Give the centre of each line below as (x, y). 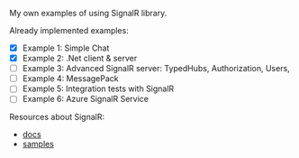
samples (38, 144)
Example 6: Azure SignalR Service (85, 99)
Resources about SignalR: (57, 117)
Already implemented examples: (69, 30)
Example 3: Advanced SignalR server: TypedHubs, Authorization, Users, (156, 69)
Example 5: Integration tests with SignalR (98, 88)
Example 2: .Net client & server (80, 59)
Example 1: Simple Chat (66, 48)
